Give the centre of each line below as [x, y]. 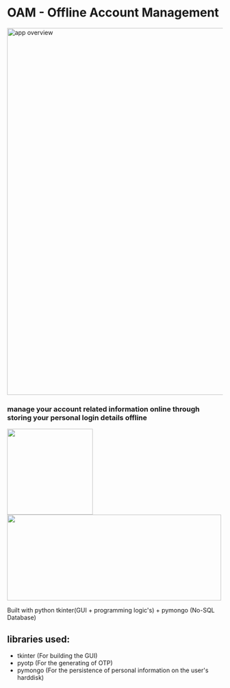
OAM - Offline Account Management [113, 13]
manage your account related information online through [103, 409]
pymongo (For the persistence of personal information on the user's [113, 670]
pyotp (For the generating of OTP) [65, 663]
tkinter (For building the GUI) [57, 656]
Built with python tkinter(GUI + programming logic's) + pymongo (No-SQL [111, 610]
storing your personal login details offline [77, 417]
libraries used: [39, 639]
